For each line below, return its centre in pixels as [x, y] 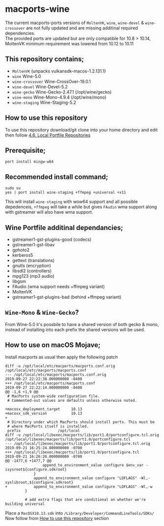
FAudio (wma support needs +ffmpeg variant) [58, 286]
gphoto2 [21, 250]
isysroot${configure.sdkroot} [36, 469]
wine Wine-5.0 [27, 76]
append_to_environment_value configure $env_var [93, 465]
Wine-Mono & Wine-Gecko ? [42, 312]
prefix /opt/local [43, 430]
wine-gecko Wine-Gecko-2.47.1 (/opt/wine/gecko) [62, 92]
